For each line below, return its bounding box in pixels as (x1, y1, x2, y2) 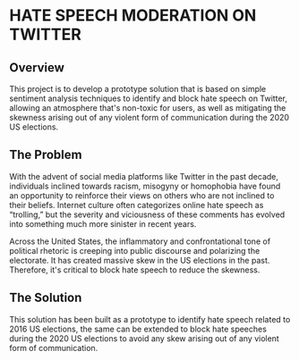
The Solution (9, 290, 82, 306)
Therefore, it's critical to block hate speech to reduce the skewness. (9, 264, 261, 275)
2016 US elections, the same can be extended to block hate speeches (9, 323, 267, 334)
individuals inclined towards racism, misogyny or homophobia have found (9, 180, 281, 191)
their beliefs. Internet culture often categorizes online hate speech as (9, 199, 264, 210)
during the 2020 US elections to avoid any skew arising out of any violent (9, 332, 279, 344)
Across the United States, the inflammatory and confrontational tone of (9, 236, 271, 247)
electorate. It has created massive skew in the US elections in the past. (9, 255, 270, 265)
